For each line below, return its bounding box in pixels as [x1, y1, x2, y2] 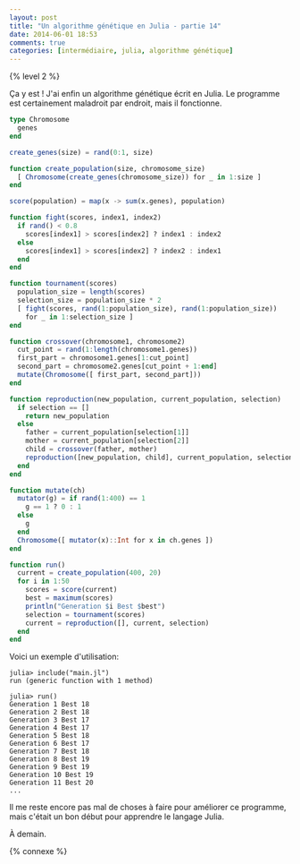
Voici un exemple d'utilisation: [9, 651, 119, 663]
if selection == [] [17, 403, 90, 412]
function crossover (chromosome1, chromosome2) [9, 337, 186, 346]
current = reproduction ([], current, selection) [25, 619, 210, 628]
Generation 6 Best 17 [9, 740, 90, 749]
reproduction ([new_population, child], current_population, [25, 453, 254, 462]
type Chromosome [9, 115, 70, 124]
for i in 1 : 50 [17, 577, 70, 586]
